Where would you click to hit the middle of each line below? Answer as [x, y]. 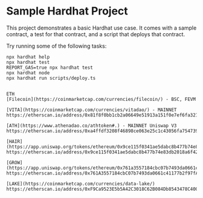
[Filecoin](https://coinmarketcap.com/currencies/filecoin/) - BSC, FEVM [101, 99]
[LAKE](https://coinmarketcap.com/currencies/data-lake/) [81, 184]
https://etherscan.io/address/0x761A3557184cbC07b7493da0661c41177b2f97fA [102, 173]
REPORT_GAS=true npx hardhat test [50, 68]
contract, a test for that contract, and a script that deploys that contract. [96, 34]
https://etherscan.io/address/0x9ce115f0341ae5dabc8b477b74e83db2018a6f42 [102, 152]
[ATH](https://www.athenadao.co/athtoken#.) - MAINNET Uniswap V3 [92, 126]
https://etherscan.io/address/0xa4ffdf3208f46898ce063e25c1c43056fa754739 [102, 131]
